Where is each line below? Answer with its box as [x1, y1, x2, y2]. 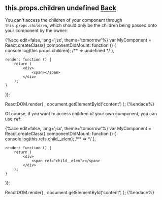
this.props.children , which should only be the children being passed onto [5, 22, 157, 28]
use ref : [5, 116, 22, 122]
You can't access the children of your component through [5, 17, 123, 23]
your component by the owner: [5, 27, 68, 33]
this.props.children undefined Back [5, 4, 117, 12]
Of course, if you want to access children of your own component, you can [5, 110, 157, 116]
